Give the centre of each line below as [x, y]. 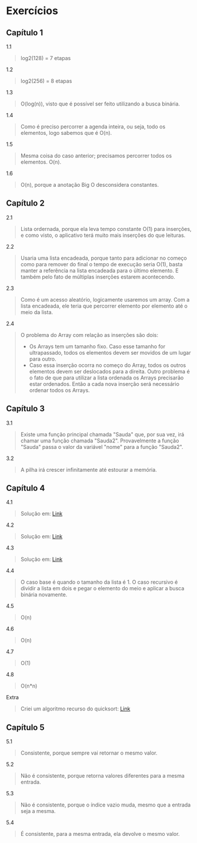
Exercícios [32, 11]
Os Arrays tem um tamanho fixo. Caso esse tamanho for [97, 346]
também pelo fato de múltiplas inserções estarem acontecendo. [98, 277]
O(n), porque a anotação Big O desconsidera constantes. [90, 185]
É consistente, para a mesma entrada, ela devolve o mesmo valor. [100, 834]
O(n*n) [29, 686]
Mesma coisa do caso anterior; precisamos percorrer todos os [96, 156]
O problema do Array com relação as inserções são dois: [89, 335]
